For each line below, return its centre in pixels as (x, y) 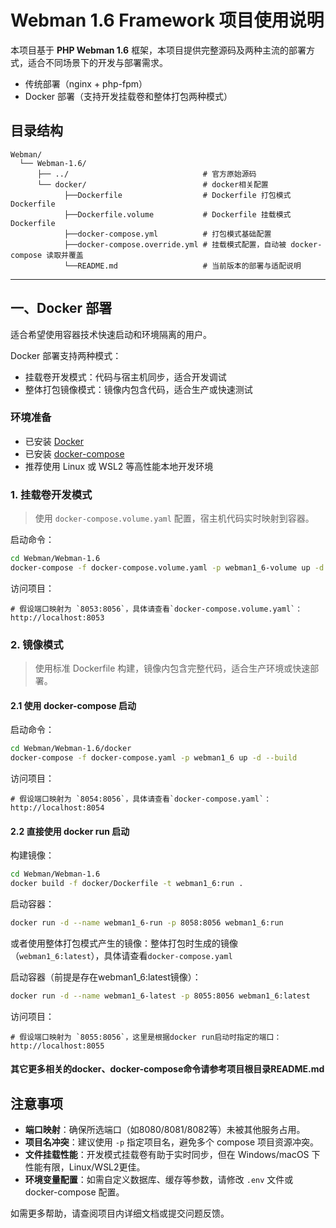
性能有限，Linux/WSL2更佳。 (85, 1167)
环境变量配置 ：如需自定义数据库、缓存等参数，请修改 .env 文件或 (159, 1180)
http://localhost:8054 (57, 808)
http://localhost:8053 (57, 617)
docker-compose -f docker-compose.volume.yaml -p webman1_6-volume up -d (167, 568)
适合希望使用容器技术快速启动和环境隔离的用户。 (111, 334)
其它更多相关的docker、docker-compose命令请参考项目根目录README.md (167, 1069)
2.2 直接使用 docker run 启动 (70, 831)
